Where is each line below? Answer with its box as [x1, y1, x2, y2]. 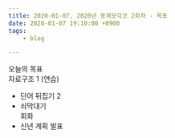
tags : [8, 26, 26, 34]
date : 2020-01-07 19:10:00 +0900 [8, 19, 120, 27]
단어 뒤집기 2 [19, 91, 62, 101]
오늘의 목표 [8, 64, 43, 74]
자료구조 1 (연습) [8, 74, 60, 84]
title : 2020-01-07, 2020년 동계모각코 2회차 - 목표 [8, 11, 169, 20]
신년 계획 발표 [19, 121, 63, 131]
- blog [22, 34, 45, 43]
